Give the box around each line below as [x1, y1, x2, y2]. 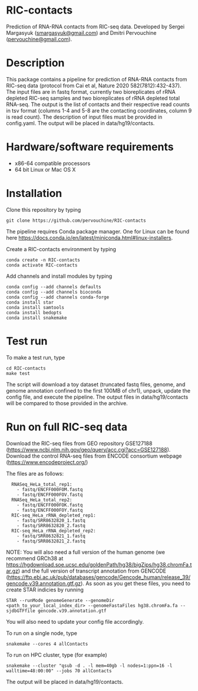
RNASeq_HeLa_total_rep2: [11, 496, 72, 503]
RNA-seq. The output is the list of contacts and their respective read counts [6, 101, 190, 108]
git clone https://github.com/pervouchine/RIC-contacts [6, 218, 146, 223]
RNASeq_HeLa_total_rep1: [11, 481, 72, 487]
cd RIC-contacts [6, 365, 46, 371]
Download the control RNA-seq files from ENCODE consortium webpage [6, 452, 182, 459]
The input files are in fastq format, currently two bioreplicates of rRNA [6, 88, 176, 95]
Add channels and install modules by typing [6, 272, 113, 279]
